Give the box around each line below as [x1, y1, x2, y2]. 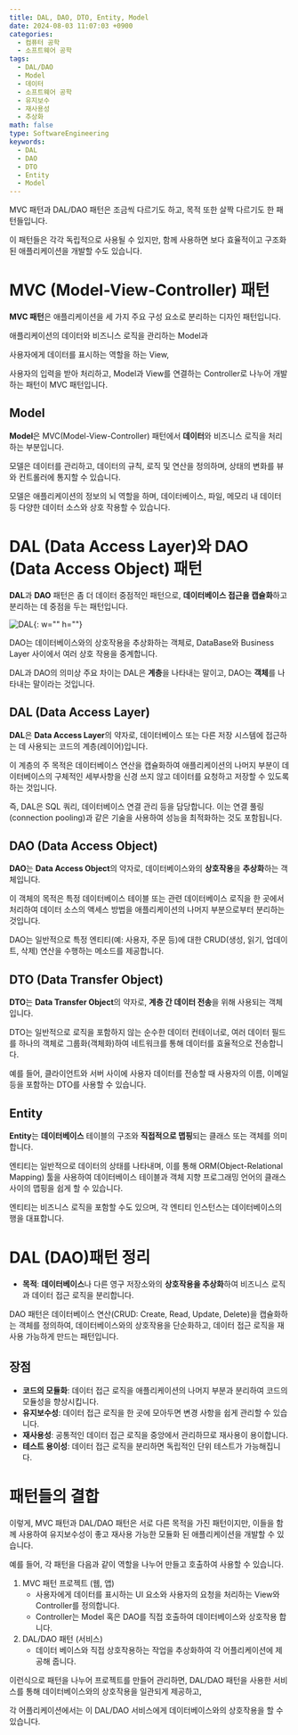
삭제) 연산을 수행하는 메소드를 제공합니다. [20, 946, 165, 957]
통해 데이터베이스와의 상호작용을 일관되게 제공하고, [25, 1686, 202, 1697]
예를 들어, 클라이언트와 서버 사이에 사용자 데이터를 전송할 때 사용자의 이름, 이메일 [9, 1068, 289, 1079]
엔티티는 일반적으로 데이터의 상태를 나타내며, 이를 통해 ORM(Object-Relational [9, 1161, 283, 1172]
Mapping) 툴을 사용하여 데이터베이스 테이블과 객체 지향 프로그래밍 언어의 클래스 [9, 1172, 286, 1182]
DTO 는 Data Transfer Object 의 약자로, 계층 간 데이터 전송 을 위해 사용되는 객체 [9, 997, 283, 1007]
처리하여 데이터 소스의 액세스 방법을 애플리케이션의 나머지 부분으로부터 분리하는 [9, 904, 286, 915]
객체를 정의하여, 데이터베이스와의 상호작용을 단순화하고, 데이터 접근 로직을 [18, 1320, 276, 1330]
